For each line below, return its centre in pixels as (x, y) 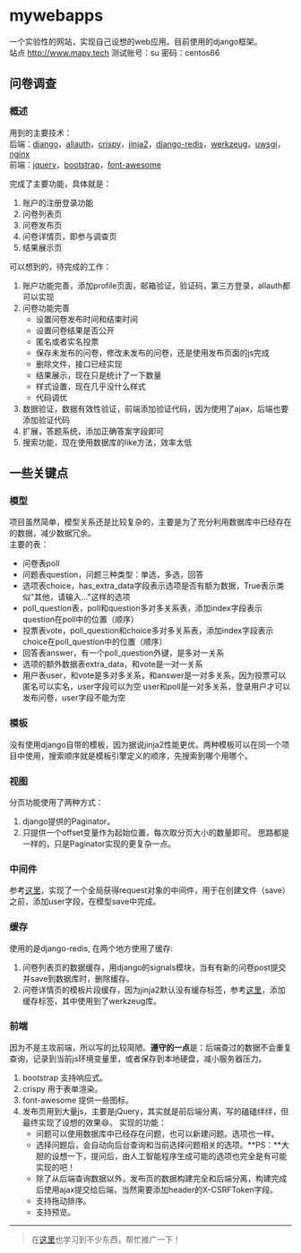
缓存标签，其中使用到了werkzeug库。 (91, 1000)
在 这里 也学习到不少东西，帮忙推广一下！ (106, 1239)
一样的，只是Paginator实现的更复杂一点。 (99, 844)
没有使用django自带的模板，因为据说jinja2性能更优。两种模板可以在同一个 (146, 744)
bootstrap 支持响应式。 (65, 1077)
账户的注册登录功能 (58, 202)
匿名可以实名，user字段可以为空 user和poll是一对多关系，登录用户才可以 (156, 687)
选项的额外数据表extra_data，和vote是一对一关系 (112, 665)
